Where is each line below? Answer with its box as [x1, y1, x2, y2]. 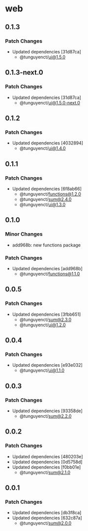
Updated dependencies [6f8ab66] [12, 186, 82, 192]
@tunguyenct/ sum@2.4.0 [19, 196, 72, 202]
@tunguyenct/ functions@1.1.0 [19, 271, 80, 277]
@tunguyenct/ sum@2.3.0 [19, 316, 72, 322]
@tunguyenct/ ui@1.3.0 [19, 201, 66, 207]
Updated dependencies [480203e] [12, 453, 83, 459]
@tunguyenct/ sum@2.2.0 [19, 413, 72, 419]
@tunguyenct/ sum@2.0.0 [19, 520, 72, 526]
